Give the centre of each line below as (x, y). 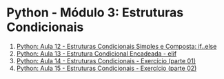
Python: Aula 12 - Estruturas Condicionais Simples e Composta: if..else (116, 46)
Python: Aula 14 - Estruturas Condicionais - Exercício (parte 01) (106, 60)
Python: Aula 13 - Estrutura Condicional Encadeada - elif (96, 54)
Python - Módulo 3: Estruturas (95, 13)
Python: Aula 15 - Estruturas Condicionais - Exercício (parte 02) (106, 68)
